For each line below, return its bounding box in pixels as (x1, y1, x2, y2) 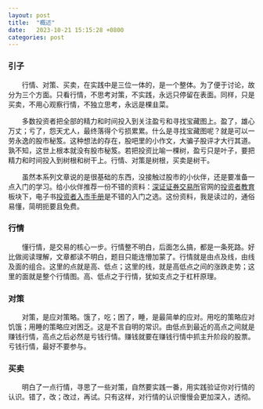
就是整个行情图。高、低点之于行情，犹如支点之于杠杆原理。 (28, 271, 221, 281)
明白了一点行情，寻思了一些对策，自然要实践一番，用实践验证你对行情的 (22, 382, 255, 392)
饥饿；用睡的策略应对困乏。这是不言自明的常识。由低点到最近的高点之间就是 (8, 322, 255, 331)
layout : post (8, 11, 51, 20)
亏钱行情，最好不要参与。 (8, 342, 91, 351)
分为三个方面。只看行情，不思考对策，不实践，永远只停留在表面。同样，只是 (8, 89, 255, 99)
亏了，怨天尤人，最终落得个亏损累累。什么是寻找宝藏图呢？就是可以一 (28, 126, 255, 136)
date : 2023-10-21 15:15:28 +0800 (8, 26, 124, 34)
